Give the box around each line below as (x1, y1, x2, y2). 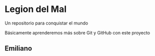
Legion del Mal (4, 3, 67, 15)
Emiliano (4, 44, 32, 53)
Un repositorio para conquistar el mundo (4, 20, 88, 26)
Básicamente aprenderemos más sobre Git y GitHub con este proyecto (4, 29, 150, 35)
